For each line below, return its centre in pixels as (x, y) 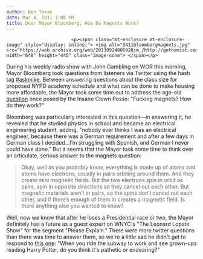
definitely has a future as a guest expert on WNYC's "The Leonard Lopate (98, 224)
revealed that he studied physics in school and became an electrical (91, 123)
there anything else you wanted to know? (72, 206)
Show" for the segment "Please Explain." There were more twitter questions (101, 231)
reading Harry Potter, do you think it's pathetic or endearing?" (83, 250)
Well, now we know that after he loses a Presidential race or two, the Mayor (100, 218)
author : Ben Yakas (29, 12)
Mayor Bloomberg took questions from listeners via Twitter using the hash (98, 73)
